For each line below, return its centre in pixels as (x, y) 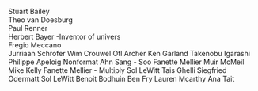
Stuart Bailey (29, 11)
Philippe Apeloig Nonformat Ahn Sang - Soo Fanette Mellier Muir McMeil (126, 62)
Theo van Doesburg (41, 20)
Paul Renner (28, 28)
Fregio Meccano (35, 45)
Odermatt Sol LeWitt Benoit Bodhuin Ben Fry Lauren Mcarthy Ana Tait (121, 79)
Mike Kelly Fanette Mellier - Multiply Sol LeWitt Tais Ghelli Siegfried (118, 70)
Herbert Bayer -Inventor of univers (64, 36)
